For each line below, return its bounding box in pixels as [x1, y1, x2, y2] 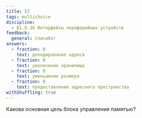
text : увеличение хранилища [16, 62, 85, 69]
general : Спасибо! [11, 35, 57, 41]
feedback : [6, 30, 30, 36]
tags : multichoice [6, 14, 51, 20]
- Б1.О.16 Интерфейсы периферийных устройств [11, 24, 124, 31]
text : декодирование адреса [16, 52, 85, 58]
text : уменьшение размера [16, 73, 80, 79]
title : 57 [6, 8, 30, 15]
